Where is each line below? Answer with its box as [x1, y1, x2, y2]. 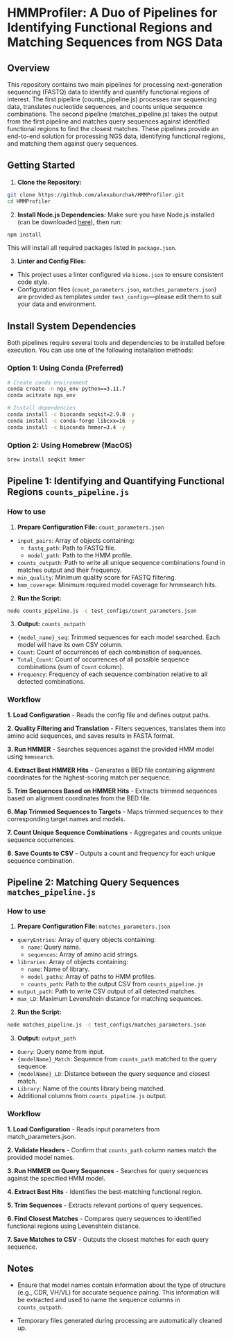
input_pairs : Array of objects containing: [17, 536, 135, 544]
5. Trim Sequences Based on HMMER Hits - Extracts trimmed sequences [7, 786, 218, 795]
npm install [7, 231, 42, 238]
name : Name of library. [27, 965, 90, 973]
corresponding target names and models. [7, 814, 126, 823]
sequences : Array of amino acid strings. [27, 950, 139, 959]
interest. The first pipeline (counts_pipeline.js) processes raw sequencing [7, 95, 217, 103]
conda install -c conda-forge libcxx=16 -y [7, 417, 135, 424]
